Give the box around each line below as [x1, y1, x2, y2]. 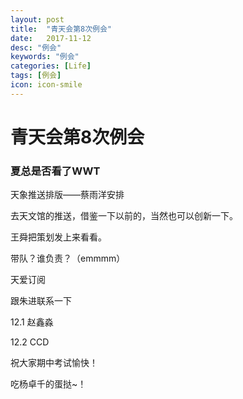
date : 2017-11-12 [10, 33, 92, 43]
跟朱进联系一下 [10, 295, 72, 307]
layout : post [10, 14, 65, 25]
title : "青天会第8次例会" [10, 24, 113, 34]
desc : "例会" [10, 42, 62, 53]
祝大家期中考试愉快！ [10, 357, 98, 369]
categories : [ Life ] [10, 61, 92, 71]
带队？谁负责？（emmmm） [10, 252, 126, 265]
